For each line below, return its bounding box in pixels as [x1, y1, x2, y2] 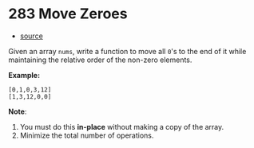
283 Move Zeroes [8, 5, 128, 23]
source [19, 31, 44, 41]
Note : [8, 107, 27, 116]
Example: [8, 70, 41, 80]
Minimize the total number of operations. [19, 130, 154, 140]
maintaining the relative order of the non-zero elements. [8, 55, 192, 64]
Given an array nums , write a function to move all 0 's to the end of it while [8, 46, 247, 56]
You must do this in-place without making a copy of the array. [19, 122, 224, 131]
